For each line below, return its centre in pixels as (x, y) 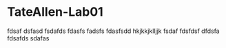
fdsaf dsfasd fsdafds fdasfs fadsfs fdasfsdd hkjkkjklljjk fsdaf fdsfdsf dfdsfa (113, 31)
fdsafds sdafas (28, 38)
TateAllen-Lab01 (55, 12)
